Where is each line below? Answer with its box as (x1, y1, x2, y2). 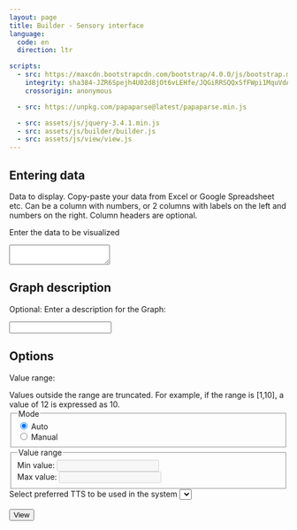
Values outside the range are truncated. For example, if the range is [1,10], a (9, 389, 285, 400)
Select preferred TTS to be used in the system (9, 488, 178, 499)
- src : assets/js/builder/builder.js (17, 127, 156, 135)
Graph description (9, 280, 112, 296)
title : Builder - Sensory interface (9, 21, 144, 30)
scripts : (9, 62, 42, 71)
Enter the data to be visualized (9, 227, 120, 237)
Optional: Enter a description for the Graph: (9, 303, 166, 314)
